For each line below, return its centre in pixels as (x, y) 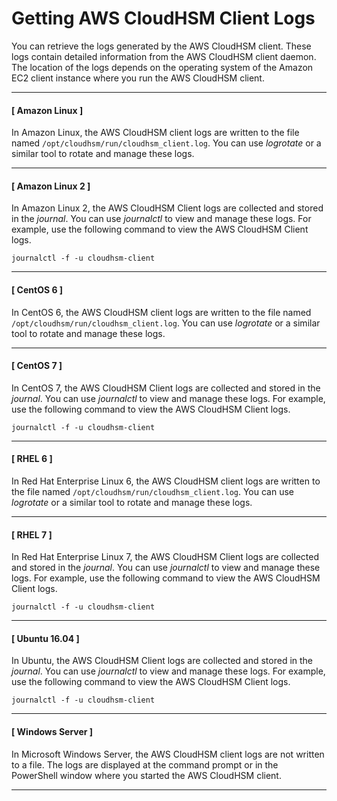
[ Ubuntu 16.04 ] (45, 638)
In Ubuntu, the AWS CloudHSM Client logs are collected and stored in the (162, 661)
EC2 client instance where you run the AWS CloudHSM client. (138, 78)
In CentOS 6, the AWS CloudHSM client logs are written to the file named (161, 312)
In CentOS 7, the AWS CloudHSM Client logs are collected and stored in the (166, 388)
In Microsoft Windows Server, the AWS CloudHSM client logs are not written (168, 754)
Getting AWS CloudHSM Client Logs (163, 18)
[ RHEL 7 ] (32, 534)
